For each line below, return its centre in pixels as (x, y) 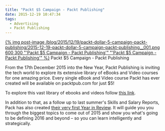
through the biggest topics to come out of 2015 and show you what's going (82, 113)
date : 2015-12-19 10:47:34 (33, 14)
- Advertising (24, 23)
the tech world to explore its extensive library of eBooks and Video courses (82, 73)
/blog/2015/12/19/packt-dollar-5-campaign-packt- (97, 42)
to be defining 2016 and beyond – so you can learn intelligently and (73, 118)
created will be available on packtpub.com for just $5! (60, 83)
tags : (11, 19)
